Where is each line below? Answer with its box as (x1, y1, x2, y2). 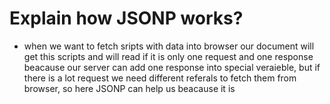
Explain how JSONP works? (9, 7, 244, 30)
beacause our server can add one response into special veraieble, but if (23, 61, 321, 73)
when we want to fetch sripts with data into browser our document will (23, 40, 315, 52)
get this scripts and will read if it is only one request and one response (23, 50, 314, 62)
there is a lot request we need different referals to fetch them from (23, 72, 297, 84)
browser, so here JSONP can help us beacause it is (23, 82, 236, 94)
